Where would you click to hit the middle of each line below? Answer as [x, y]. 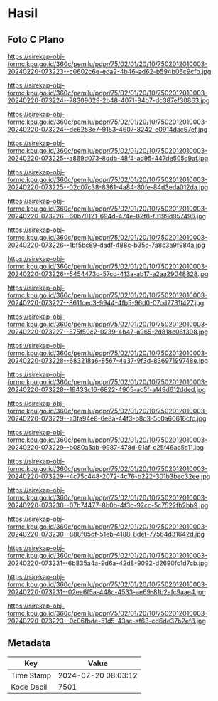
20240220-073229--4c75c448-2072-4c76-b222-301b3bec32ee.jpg [109, 476]
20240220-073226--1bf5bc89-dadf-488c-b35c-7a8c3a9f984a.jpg [107, 245]
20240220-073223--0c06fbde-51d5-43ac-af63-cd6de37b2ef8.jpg [107, 621]
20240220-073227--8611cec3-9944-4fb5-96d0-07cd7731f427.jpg [106, 303]
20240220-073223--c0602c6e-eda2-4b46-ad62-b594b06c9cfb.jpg [109, 72]
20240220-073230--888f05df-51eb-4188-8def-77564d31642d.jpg [106, 534]
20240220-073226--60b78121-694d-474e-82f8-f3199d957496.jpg [107, 216]
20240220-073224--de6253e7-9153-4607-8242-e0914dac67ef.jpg [108, 129]
